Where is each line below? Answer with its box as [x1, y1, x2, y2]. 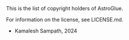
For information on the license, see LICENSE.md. [6, 16, 124, 23]
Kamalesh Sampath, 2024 [14, 27, 77, 34]
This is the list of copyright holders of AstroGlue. [6, 5, 123, 12]
